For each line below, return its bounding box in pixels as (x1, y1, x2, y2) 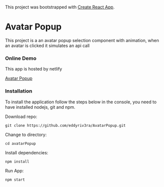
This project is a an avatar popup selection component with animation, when (5, 37, 159, 43)
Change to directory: (5, 132, 47, 138)
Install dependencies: (5, 149, 48, 156)
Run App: (5, 167, 24, 173)
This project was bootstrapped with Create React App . (5, 4, 115, 10)
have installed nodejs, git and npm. (5, 104, 76, 110)
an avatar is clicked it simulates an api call (5, 43, 90, 48)
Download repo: (5, 114, 38, 119)
